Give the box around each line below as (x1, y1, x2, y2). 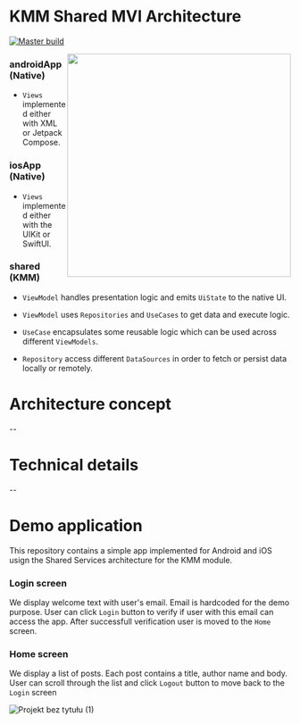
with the (21, 219, 53, 229)
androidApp (9, 58, 62, 71)
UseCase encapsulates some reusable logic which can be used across (21, 326, 277, 337)
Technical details (9, 454, 139, 475)
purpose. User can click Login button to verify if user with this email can (9, 606, 274, 617)
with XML (21, 118, 58, 129)
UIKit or (21, 229, 51, 239)
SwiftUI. (21, 238, 52, 249)
